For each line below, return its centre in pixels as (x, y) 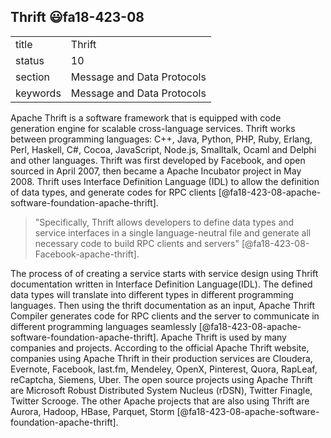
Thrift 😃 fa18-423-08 (77, 17)
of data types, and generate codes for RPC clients (113, 192)
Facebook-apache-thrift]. (87, 254)
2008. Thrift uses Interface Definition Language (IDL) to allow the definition (165, 181)
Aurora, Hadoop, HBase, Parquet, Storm (92, 411)
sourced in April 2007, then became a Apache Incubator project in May (156, 171)
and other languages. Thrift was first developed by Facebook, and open (158, 160)
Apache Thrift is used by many (223, 337)
